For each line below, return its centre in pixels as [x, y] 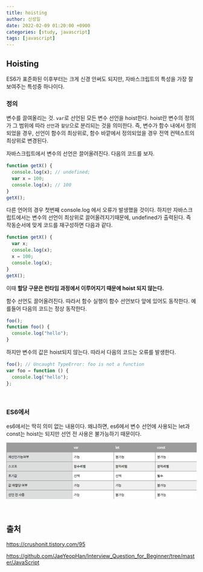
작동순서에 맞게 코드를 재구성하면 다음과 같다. [60, 225]
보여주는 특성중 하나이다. [35, 86]
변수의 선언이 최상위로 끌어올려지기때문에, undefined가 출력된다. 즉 [112, 217]
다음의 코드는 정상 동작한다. [54, 308]
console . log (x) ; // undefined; [51, 173]
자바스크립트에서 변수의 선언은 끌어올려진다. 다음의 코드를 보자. [81, 154]
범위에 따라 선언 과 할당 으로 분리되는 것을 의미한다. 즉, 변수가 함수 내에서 [102, 126]
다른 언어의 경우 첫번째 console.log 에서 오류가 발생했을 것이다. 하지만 [89, 210]
